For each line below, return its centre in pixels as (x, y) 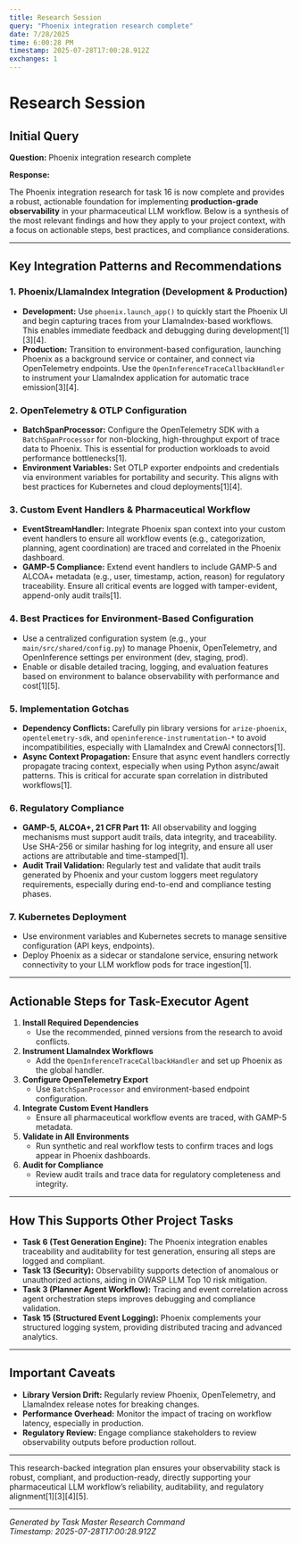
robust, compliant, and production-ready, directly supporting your (130, 1477)
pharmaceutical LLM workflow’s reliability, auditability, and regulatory (137, 1486)
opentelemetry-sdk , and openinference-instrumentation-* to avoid (144, 737)
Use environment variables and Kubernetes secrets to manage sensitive (154, 936)
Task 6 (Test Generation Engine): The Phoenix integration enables (145, 1242)
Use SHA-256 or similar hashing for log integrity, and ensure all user (148, 847)
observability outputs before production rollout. (109, 1441)
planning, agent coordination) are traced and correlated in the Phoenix (151, 548)
